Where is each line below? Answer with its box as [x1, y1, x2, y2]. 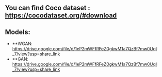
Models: [5, 28, 31, 36]
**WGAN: [12, 41, 33, 46]
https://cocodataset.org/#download [5, 12, 117, 20]
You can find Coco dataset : [5, 4, 91, 12]
